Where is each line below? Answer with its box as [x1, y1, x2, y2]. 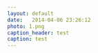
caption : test [7, 36, 48, 43]
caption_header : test [7, 29, 70, 36]
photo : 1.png [7, 23, 45, 30]
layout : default [7, 10, 54, 17]
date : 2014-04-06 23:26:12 [7, 17, 91, 23]
